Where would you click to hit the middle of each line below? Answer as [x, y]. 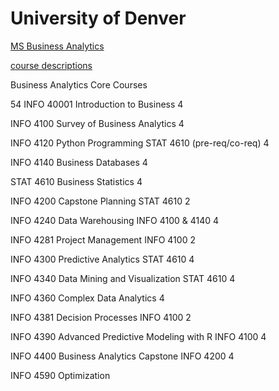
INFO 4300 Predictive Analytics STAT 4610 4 [102, 259]
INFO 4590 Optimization [60, 375]
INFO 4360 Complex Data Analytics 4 [87, 298]
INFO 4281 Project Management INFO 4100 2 [103, 239]
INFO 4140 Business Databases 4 [79, 162]
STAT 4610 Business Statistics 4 [76, 181]
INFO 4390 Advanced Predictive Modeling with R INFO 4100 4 [138, 336]
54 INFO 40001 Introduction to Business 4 [97, 104]
